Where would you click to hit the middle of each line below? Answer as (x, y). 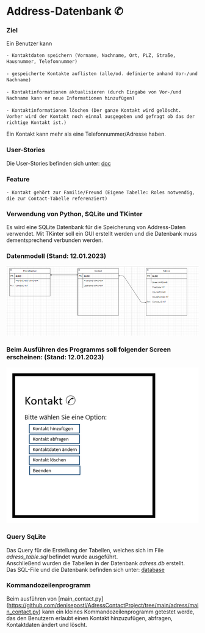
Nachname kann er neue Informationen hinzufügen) (71, 98)
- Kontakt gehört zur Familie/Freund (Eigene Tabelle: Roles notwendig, (101, 193)
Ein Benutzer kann (29, 43)
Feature (18, 179)
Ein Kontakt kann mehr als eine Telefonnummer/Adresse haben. (86, 134)
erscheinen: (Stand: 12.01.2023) (55, 357)
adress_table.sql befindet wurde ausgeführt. (62, 557)
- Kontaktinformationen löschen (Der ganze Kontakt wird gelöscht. (94, 111)
